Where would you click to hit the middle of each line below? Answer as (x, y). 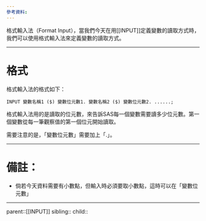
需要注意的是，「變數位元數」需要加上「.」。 (61, 134)
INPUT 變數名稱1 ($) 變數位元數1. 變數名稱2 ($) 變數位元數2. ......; (90, 102)
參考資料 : (17, 12)
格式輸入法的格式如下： (36, 89)
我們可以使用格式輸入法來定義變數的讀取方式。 (65, 38)
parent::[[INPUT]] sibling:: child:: (47, 211)
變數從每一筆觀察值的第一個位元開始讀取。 (65, 122)
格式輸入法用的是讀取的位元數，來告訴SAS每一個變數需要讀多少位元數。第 (100, 114)
